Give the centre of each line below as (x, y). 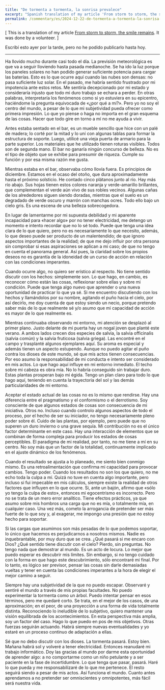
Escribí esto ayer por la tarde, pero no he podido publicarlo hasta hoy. (76, 48)
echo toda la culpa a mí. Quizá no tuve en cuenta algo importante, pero (77, 478)
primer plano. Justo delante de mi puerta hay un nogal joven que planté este (82, 328)
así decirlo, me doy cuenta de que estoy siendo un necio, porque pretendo (81, 303)
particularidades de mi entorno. (37, 385)
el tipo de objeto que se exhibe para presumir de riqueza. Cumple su (74, 155)
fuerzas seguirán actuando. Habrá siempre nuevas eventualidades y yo (77, 627)
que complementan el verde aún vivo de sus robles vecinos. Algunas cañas (82, 190)
